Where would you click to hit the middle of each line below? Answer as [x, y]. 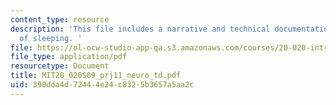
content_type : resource [60, 19]
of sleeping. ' [51, 38]
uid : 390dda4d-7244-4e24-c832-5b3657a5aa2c [102, 85]
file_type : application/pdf [69, 57]
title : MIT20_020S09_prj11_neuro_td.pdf [96, 76]
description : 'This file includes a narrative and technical [140, 29]
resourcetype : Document [60, 66]
